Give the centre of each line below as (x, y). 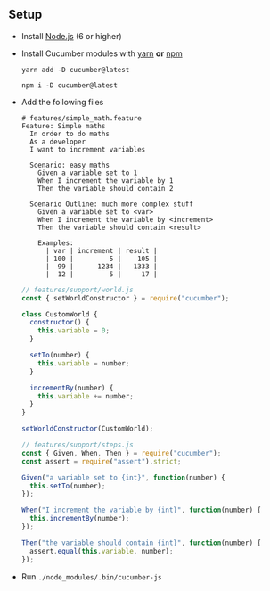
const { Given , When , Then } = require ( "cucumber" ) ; (121, 453)
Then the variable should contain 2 (106, 188)
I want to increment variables (88, 149)
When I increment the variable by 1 (106, 181)
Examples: (56, 243)
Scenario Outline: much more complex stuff (111, 204)
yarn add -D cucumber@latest (75, 70)
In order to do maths (70, 134)
